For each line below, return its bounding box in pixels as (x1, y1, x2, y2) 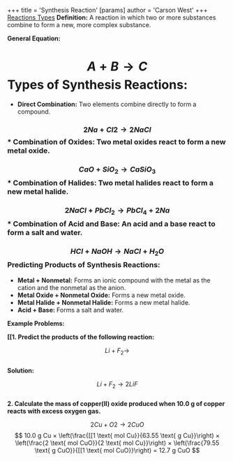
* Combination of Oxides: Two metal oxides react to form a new (7, 137, 226, 146)
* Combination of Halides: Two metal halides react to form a (7, 178, 214, 188)
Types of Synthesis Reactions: (7, 77, 188, 93)
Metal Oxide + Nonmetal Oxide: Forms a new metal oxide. (17, 291, 186, 299)
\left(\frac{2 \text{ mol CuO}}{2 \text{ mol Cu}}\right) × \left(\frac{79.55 (15, 439, 220, 447)
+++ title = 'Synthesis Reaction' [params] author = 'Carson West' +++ (7, 6, 208, 14)
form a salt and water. (7, 228, 83, 238)
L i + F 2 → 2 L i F (96, 379, 138, 390)
